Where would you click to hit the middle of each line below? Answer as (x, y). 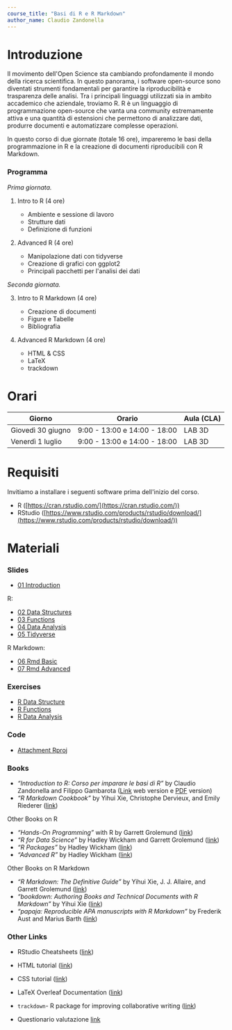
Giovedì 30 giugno (41, 430)
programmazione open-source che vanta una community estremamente (110, 111)
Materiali (33, 548)
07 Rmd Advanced (44, 669)
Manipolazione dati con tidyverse (75, 256)
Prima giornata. (30, 187)
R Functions (34, 709)
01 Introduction (39, 585)
